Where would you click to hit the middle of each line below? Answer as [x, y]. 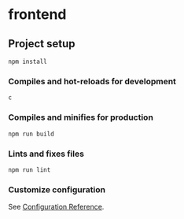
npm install [28, 61]
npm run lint [29, 170]
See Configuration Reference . [56, 207]
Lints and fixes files [46, 154]
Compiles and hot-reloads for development [92, 81]
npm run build [31, 134]
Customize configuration [57, 189]
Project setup [42, 44]
